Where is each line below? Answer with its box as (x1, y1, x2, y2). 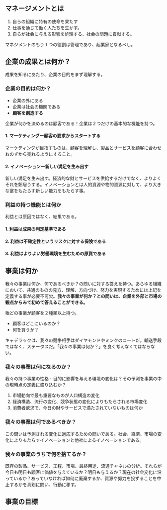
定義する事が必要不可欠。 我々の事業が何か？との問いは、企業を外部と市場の (5, 293, 162, 299)
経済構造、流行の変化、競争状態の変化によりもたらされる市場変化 (12, 399, 148, 405)
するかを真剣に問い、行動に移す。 (9, 481, 79, 488)
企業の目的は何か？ (5, 85, 51, 92)
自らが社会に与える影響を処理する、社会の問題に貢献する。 (12, 31, 135, 37)
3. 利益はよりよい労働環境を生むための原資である (5, 251, 106, 257)
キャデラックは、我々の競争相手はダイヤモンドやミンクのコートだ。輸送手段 (5, 337, 162, 343)
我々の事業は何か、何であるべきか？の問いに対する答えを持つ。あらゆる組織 (5, 281, 162, 287)
